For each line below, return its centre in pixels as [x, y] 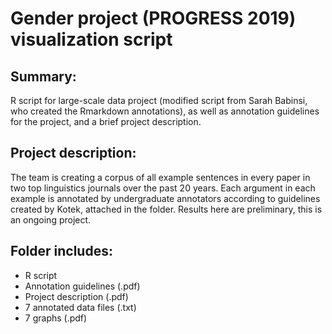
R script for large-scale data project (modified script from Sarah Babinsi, [159, 100]
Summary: [43, 76]
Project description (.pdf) [76, 296]
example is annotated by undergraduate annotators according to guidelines [165, 198]
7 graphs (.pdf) [56, 318]
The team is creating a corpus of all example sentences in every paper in [160, 177]
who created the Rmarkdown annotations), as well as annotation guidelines [165, 111]
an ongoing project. [51, 219]
